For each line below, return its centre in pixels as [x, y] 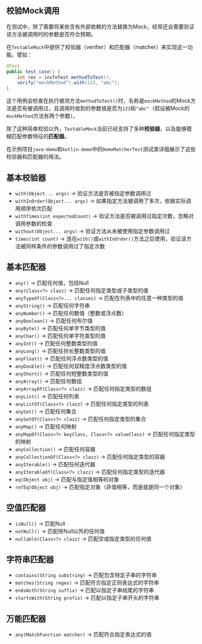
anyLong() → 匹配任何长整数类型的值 [60, 351]
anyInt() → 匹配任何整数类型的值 [56, 343]
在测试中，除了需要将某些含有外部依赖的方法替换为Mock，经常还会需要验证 [100, 27]
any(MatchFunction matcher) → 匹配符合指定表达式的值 [83, 634]
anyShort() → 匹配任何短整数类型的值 [62, 373]
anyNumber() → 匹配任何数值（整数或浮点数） [71, 313]
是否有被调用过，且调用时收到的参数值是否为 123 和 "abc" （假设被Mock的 [100, 108]
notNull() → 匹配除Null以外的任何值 [60, 531]
